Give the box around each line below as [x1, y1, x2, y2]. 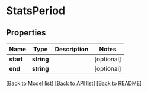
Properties [6, 28, 46, 38]
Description [54, 45, 89, 53]
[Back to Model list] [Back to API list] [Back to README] [6, 80, 142, 87]
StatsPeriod [6, 4, 66, 18]
